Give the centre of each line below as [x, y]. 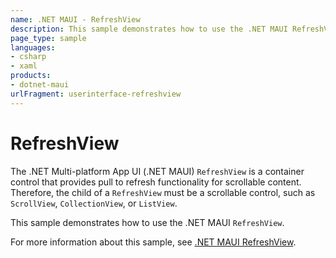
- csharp [28, 57]
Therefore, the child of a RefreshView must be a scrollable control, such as [163, 192]
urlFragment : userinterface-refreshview [96, 94]
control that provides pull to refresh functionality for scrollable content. [156, 182]
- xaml [24, 66]
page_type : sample [48, 38]
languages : [33, 47]
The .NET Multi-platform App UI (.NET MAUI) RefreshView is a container [157, 171]
